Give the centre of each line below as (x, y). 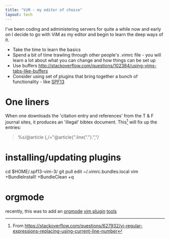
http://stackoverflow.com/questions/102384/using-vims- (97, 66)
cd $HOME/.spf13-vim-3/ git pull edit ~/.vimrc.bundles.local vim (72, 171)
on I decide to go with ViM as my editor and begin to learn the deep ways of (84, 34)
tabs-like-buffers (30, 71)
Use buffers (25, 66)
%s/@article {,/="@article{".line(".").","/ (58, 137)
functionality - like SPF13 (38, 82)
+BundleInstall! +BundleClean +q (40, 177)
